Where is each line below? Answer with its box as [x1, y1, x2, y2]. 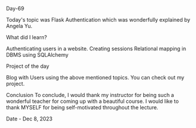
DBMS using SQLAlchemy [6, 51, 69, 58]
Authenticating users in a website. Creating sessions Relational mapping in [6, 45, 187, 52]
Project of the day [6, 63, 50, 70]
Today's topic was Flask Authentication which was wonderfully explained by [6, 16, 191, 23]
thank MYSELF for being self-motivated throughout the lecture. [6, 104, 158, 110]
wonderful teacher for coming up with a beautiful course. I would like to [6, 98, 179, 105]
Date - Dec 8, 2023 [6, 115, 53, 122]
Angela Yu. [6, 23, 33, 29]
